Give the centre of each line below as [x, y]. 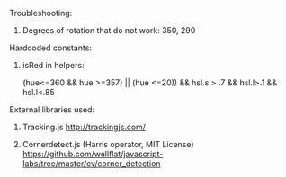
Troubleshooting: [41, 13]
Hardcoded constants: [51, 48]
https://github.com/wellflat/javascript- [93, 154]
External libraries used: [52, 110]
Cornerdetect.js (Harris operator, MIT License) [108, 144]
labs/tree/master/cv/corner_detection [91, 164]
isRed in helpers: [53, 65]
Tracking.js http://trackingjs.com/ [84, 127]
